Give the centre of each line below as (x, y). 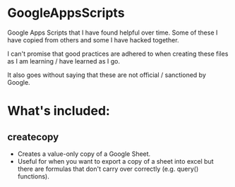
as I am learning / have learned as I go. (64, 61)
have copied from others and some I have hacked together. (93, 40)
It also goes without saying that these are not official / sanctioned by (107, 75)
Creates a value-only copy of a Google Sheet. (84, 154)
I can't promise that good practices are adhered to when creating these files (118, 54)
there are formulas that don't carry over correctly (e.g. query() (108, 169)
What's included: (59, 111)
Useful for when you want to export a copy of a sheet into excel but (115, 161)
